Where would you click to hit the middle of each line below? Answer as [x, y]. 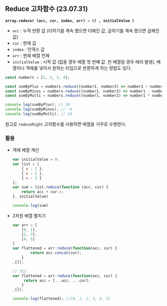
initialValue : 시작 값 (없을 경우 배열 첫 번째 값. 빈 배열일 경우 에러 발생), [84, 62]
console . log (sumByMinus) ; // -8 [39, 109]
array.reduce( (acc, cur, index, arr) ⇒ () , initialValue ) [70, 21]
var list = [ [26, 164]
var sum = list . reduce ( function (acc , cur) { [60, 187]
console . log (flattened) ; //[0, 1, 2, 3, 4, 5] [61, 299]
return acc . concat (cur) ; [56, 253]
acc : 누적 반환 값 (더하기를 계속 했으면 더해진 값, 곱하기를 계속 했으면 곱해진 [86, 30]
